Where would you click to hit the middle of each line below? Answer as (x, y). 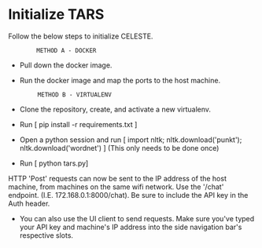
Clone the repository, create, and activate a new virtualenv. (115, 109)
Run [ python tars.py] (54, 163)
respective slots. (46, 235)
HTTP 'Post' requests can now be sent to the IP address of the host (117, 178)
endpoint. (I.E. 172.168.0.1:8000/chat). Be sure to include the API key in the (128, 195)
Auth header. (29, 203)
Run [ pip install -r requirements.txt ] (78, 124)
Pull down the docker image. (66, 65)
